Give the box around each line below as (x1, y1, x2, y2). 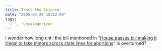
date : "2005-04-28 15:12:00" (5, 12, 66, 17)
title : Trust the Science (5, 7, 59, 12)
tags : (5, 16, 17, 21)
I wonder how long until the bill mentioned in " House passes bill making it (5, 35, 157, 41)
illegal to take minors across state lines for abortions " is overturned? (5, 40, 147, 46)
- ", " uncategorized (10, 21, 53, 26)
